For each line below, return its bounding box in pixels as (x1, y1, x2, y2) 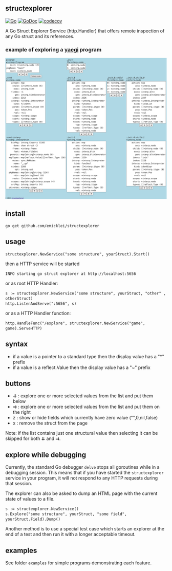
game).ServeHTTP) (5, 326, 42, 331)
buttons (5, 379, 31, 388)
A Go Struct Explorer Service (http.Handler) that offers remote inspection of (5, 28, 165, 34)
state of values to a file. (5, 496, 55, 502)
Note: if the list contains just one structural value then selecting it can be (5, 430, 158, 436)
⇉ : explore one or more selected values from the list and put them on (12, 403, 160, 410)
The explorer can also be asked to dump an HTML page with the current (5, 490, 158, 496)
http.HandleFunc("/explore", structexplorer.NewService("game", (5, 321, 145, 326)
